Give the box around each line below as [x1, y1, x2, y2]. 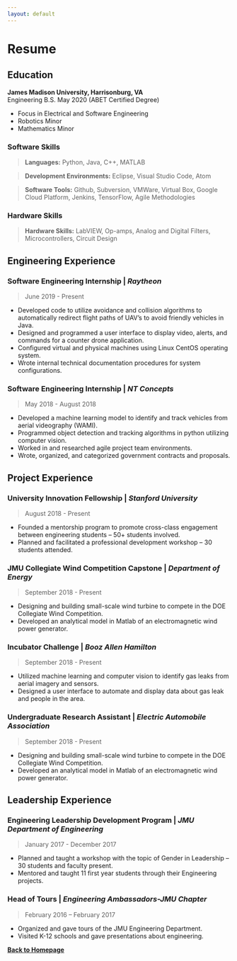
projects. [17, 877, 44, 885]
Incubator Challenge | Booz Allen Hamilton [7, 642, 157, 652]
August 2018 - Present [24, 509, 91, 517]
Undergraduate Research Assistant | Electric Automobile [7, 712, 207, 722]
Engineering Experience [7, 254, 116, 266]
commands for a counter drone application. [17, 336, 144, 344]
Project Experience [7, 472, 93, 484]
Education [7, 69, 54, 82]
